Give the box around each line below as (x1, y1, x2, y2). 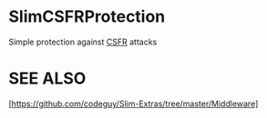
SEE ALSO (8, 68, 87, 89)
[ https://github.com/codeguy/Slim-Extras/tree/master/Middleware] (8, 98, 259, 109)
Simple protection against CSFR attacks (8, 36, 158, 47)
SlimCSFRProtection (8, 6, 166, 27)
